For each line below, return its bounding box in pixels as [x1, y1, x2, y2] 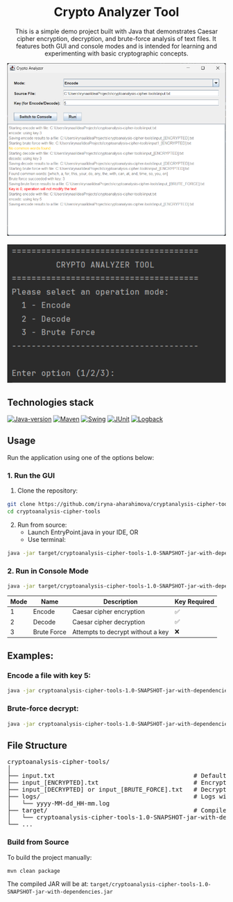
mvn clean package [7, 867, 60, 874]
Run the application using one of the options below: [7, 453, 155, 461]
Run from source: [17, 520, 67, 529]
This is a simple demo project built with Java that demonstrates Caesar [15, 27, 218, 35]
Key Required [174, 597, 215, 606]
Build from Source [7, 837, 69, 847]
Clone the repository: [17, 486, 78, 495]
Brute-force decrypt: [7, 704, 79, 713]
